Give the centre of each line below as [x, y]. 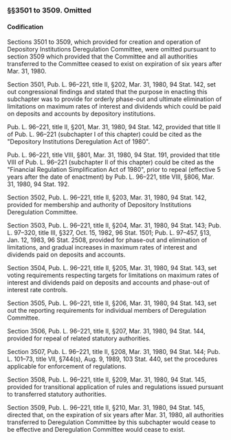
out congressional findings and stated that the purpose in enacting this [107, 92]
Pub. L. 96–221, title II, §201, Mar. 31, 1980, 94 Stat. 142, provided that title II [114, 127]
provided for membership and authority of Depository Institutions [99, 205]
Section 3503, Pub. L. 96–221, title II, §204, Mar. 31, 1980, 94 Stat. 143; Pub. [114, 225]
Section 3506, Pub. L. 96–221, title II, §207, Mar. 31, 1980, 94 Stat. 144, [106, 331]
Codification [25, 27]
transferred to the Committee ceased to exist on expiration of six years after [114, 64]
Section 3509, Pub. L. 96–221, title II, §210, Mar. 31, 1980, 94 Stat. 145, [106, 408]
